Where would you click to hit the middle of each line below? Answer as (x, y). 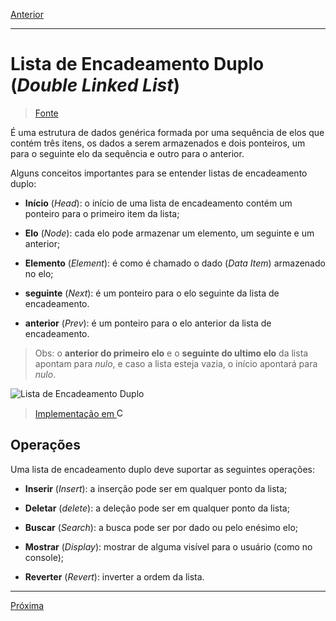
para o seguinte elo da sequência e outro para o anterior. (127, 153)
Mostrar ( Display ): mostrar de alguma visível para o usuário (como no (168, 546)
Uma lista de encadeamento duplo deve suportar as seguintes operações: (162, 469)
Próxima (27, 605)
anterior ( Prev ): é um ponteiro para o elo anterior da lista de (148, 323)
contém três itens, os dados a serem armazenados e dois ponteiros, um (158, 143)
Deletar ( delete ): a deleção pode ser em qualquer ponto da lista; (157, 508)
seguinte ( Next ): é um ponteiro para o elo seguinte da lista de (152, 293)
